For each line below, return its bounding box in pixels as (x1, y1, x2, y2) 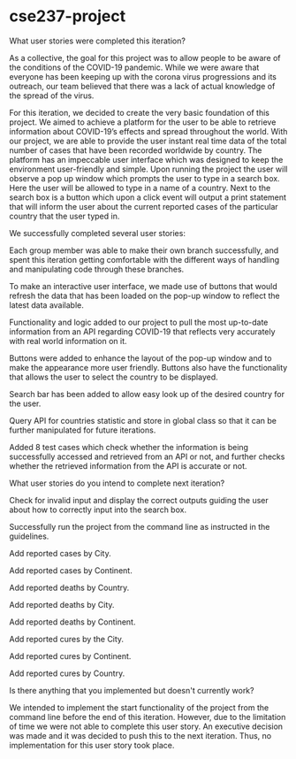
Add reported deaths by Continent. (9, 617, 136, 627)
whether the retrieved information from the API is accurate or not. (9, 460, 247, 471)
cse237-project (9, 6, 126, 27)
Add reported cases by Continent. (9, 564, 133, 576)
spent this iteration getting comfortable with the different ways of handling (9, 254, 280, 264)
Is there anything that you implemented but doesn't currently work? (9, 685, 254, 695)
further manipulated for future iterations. (9, 425, 156, 435)
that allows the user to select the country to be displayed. (9, 372, 218, 382)
